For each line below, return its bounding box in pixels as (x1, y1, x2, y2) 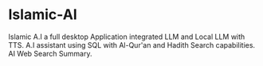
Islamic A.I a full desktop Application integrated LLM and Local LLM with (8, 32, 245, 41)
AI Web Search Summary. (8, 49, 92, 58)
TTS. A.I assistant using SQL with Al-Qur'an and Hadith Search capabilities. (8, 40, 256, 49)
